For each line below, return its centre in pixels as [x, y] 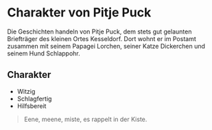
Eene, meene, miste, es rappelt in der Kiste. [85, 119]
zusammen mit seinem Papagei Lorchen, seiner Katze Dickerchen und [106, 46]
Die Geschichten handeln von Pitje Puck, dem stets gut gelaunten [99, 31]
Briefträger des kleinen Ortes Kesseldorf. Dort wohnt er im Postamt [102, 38]
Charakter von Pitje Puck [79, 13]
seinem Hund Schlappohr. [44, 53]
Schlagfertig [34, 99]
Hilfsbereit [32, 106]
